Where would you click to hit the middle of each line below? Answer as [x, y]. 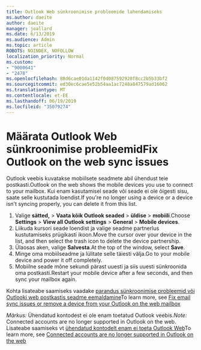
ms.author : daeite [29, 17]
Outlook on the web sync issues [88, 162]
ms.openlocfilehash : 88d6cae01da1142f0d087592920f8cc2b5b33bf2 [87, 79]
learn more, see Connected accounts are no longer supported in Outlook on [100, 334]
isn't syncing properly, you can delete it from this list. [72, 204]
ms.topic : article [29, 46]
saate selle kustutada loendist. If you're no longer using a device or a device [100, 198]
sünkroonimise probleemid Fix [82, 149]
